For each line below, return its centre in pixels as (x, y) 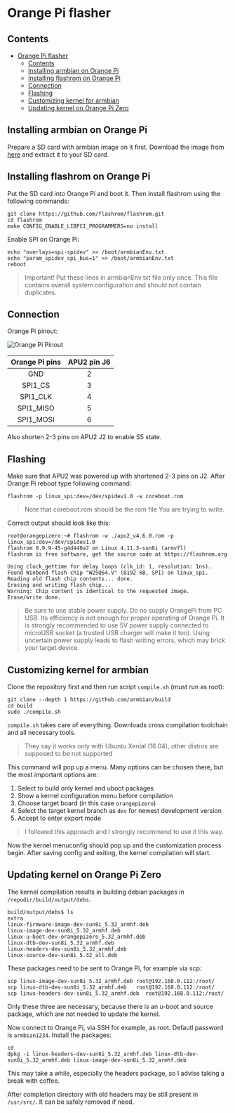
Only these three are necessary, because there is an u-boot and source (110, 1006)
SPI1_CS (36, 386)
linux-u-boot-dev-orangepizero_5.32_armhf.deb (76, 937)
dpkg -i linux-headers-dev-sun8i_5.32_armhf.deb (80, 1054)
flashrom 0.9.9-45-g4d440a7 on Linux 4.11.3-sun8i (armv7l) (97, 548)
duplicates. (41, 292)
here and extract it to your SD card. (58, 154)
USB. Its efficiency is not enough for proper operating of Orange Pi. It (125, 618)
